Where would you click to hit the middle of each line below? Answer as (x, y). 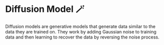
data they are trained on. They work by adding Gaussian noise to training (81, 31)
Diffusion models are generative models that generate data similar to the (80, 26)
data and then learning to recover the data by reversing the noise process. (83, 37)
